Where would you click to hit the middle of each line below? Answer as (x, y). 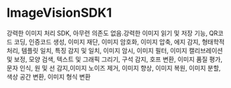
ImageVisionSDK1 (59, 13)
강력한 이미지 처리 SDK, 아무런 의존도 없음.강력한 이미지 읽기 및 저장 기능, (107, 33)
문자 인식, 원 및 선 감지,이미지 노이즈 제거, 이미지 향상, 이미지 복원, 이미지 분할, (114, 68)
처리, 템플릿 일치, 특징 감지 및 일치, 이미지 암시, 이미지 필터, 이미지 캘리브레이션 (115, 50)
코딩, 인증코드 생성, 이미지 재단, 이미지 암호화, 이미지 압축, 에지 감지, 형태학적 (119, 42)
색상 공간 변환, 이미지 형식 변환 (49, 76)
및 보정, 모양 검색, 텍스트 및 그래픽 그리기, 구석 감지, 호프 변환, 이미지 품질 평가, (114, 59)
